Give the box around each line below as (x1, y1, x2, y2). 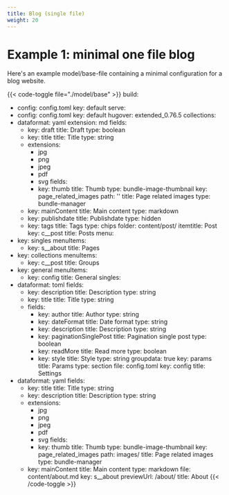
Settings (37, 369, 62, 378)
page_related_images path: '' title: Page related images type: (37, 192, 211, 201)
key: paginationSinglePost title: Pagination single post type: (37, 333, 207, 341)
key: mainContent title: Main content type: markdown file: (27, 465, 191, 473)
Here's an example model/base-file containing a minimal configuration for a (7, 69, 223, 78)
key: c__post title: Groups (27, 258, 100, 267)
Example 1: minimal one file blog (7, 47, 195, 62)
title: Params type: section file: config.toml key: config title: (37, 362, 205, 370)
